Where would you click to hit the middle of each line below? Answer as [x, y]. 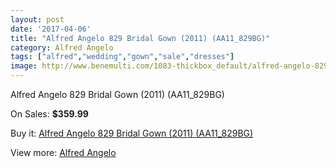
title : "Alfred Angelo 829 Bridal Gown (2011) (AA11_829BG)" [140, 38]
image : [24, 66]
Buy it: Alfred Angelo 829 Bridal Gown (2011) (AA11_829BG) [132, 133]
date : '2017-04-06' [51, 29]
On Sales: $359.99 [49, 114]
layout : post [37, 19]
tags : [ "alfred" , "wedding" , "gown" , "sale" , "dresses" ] [122, 57]
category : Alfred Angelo [62, 47]
